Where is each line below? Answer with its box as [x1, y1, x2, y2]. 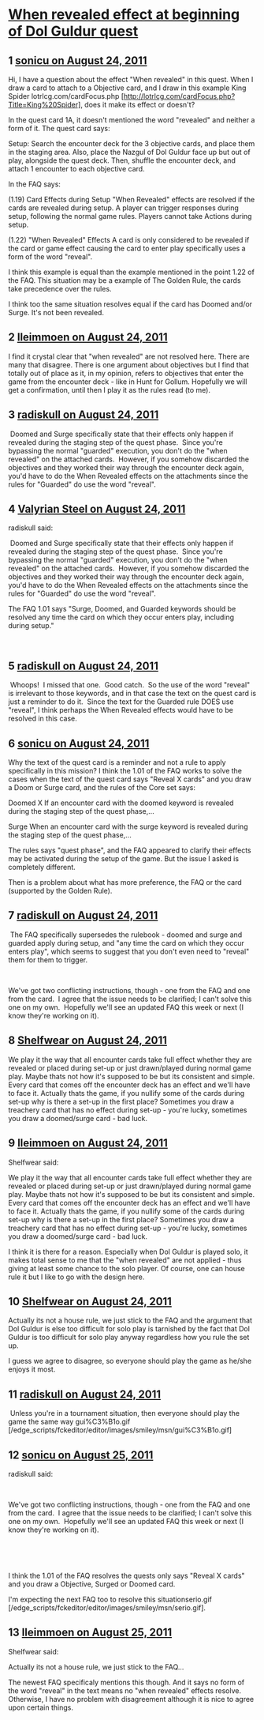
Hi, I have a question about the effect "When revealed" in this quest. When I [8, 75, 254, 84]
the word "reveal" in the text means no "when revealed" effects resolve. [8, 1685, 242, 1696]
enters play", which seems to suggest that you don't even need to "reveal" [8, 947, 250, 956]
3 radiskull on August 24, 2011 [8, 408, 159, 422]
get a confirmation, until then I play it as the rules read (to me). [8, 385, 211, 394]
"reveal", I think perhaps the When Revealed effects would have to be [8, 706, 234, 715]
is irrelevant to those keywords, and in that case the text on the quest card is [8, 689, 257, 698]
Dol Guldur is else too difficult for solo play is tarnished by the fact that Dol [8, 1324, 251, 1334]
